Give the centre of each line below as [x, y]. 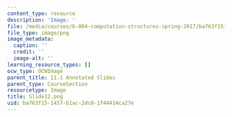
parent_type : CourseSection [48, 84]
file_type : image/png [38, 33]
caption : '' [31, 45]
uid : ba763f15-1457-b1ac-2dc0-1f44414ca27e [71, 103]
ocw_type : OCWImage [35, 71]
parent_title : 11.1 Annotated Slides [61, 77]
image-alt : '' [33, 58]
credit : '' [29, 52]
